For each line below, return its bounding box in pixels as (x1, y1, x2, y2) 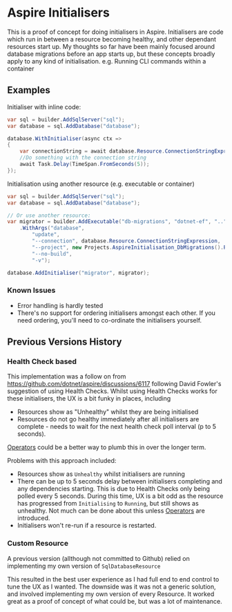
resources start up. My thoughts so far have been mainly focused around (7, 42, 215, 50)
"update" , (32, 231, 60, 238)
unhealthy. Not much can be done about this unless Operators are (17, 506, 205, 515)
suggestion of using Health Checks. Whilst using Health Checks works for (7, 387, 217, 395)
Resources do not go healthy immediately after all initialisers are (17, 415, 200, 423)
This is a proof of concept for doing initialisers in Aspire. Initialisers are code (7, 28, 224, 36)
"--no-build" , (32, 250, 72, 257)
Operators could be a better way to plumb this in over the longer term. (7, 443, 206, 452)
